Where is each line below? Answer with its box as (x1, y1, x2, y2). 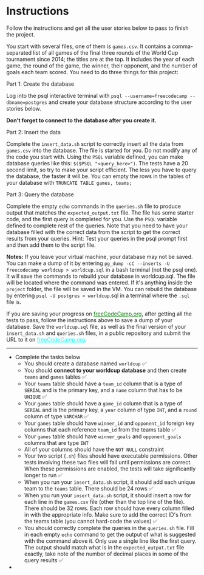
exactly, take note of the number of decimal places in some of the (24, 550, 189, 557)
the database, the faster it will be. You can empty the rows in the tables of (6, 172, 191, 180)
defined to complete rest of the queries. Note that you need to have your (6, 222, 188, 229)
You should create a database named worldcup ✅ (24, 360, 147, 367)
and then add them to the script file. (6, 241, 96, 249)
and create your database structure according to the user (48, 98, 192, 106)
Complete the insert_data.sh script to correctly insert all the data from (6, 140, 184, 147)
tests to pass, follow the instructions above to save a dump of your (6, 316, 173, 323)
